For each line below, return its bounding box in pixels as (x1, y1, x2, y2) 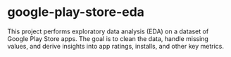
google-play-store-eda (7, 4, 144, 20)
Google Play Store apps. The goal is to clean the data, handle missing (7, 34, 209, 42)
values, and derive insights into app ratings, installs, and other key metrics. (7, 42, 224, 50)
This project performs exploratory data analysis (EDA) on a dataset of (7, 27, 209, 35)
